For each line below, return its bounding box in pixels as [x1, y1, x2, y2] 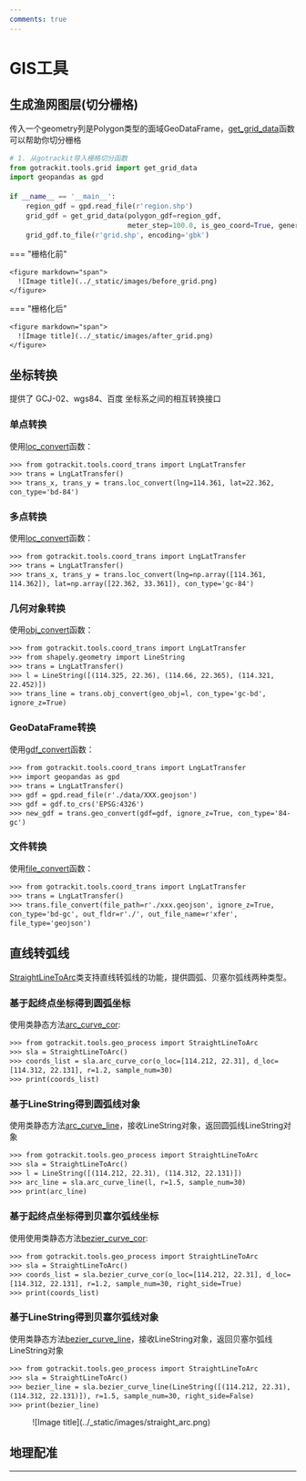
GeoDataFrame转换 [9, 721, 97, 734]
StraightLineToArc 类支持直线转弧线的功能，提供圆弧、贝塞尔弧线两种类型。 [9, 972, 291, 982]
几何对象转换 [9, 602, 66, 614]
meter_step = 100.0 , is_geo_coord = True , [127, 221, 275, 230]
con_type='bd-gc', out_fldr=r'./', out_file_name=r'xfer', [9, 910, 239, 919]
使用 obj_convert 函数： [9, 624, 94, 635]
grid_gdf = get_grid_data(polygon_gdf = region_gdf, [25, 211, 222, 221]
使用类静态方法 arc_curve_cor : [9, 1019, 121, 1030]
